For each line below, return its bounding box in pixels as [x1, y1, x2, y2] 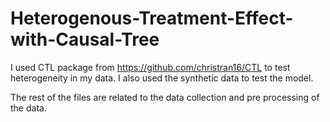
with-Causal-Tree [10, 28, 160, 51]
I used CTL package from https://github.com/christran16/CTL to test [10, 61, 291, 73]
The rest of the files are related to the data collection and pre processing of [10, 91, 320, 103]
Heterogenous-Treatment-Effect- [10, 7, 294, 30]
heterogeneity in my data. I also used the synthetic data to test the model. [10, 72, 314, 84]
